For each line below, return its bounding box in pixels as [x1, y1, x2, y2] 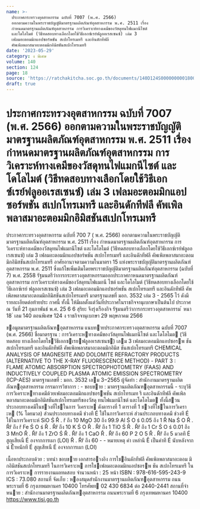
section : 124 [6, 64, 39, 70]
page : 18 [6, 70, 28, 76]
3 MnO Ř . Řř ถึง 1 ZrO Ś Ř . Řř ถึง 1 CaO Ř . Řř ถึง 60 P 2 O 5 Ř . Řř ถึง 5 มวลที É [6, 430, 190, 437]
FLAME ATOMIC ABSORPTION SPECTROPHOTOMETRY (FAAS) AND [6, 363, 174, 370]
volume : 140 [6, 59, 36, 65]
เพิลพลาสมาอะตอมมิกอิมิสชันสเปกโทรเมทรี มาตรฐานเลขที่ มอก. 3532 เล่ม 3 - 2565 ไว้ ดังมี [6, 292, 189, 299]
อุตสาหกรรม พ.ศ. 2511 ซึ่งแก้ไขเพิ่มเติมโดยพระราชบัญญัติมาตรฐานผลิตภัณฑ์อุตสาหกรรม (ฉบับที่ [6, 265, 193, 272]
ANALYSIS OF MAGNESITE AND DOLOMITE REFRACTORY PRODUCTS [6, 351, 180, 358]
